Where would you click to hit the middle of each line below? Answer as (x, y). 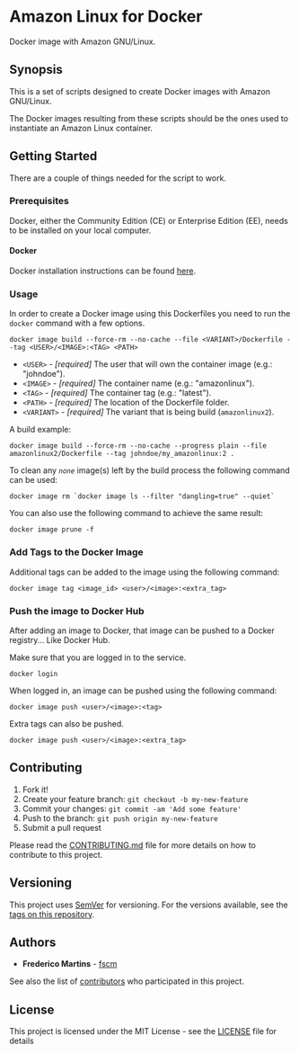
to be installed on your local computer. (80, 230)
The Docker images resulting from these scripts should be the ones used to (149, 118)
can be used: (34, 480)
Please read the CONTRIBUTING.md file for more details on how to (132, 845)
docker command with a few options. (77, 323)
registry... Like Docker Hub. (60, 639)
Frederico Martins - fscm (70, 964)
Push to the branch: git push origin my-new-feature (120, 818)
